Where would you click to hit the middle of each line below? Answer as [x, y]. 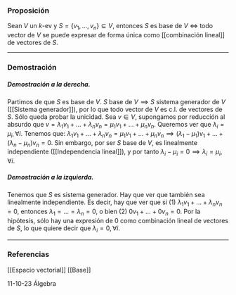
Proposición [28, 11]
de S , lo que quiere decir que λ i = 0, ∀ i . [64, 229]
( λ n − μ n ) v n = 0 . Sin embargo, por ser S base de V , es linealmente [103, 143]
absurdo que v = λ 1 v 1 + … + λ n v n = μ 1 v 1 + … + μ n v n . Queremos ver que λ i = [116, 125]
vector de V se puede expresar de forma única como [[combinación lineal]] [116, 35]
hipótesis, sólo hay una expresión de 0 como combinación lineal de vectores [118, 220]
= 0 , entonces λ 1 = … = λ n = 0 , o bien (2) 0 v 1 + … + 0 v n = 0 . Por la [104, 212]
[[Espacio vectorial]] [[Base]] [49, 270]
